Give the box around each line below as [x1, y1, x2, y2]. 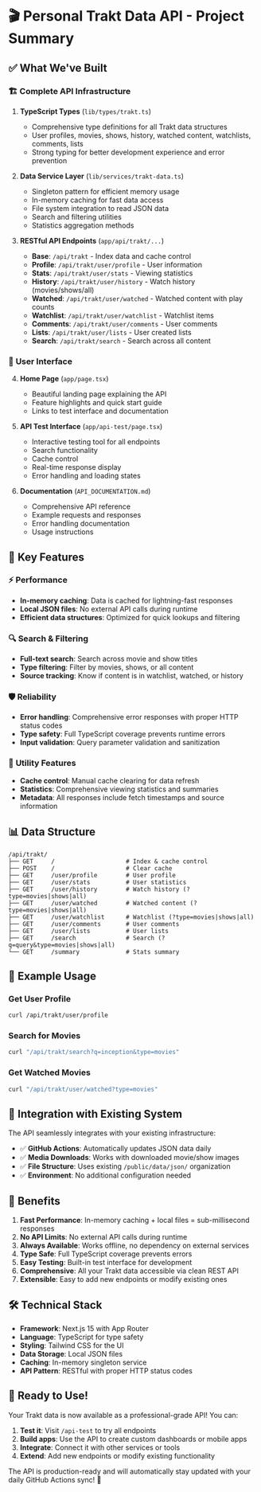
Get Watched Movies [8, 1067, 92, 1078]
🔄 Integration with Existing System [8, 1107, 183, 1120]
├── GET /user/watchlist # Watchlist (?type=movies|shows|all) [8, 913, 255, 921]
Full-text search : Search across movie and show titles [19, 654, 198, 664]
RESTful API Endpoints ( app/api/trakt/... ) [19, 236, 165, 245]
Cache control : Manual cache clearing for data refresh [19, 775, 200, 785]
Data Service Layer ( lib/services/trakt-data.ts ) [19, 171, 185, 181]
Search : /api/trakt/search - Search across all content [31, 336, 211, 346]
